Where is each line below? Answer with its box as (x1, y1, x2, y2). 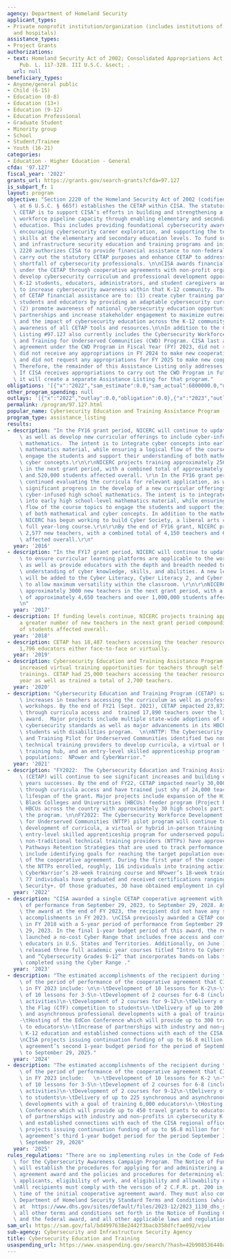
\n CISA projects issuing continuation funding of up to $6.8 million (19, 1036, 223, 1043)
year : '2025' (13, 1145, 51, 1152)
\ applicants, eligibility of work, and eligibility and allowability (13, 1178, 220, 1184)
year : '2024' (13, 1055, 51, 1062)
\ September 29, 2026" (19, 1139, 85, 1146)
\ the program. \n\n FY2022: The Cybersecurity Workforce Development (19, 812, 223, 819)
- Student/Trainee (7, 139, 60, 146)
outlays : (7, 395, 32, 402)
